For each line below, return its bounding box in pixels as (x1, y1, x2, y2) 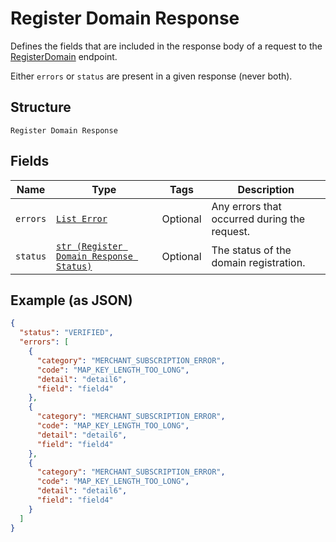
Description (237, 182, 295, 196)
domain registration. (211, 255, 306, 269)
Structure (10, 99, 72, 116)
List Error (56, 213, 108, 224)
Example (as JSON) (10, 292, 133, 309)
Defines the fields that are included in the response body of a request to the (10, 40, 323, 52)
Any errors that (211, 199, 282, 213)
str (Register (56, 240, 123, 252)
